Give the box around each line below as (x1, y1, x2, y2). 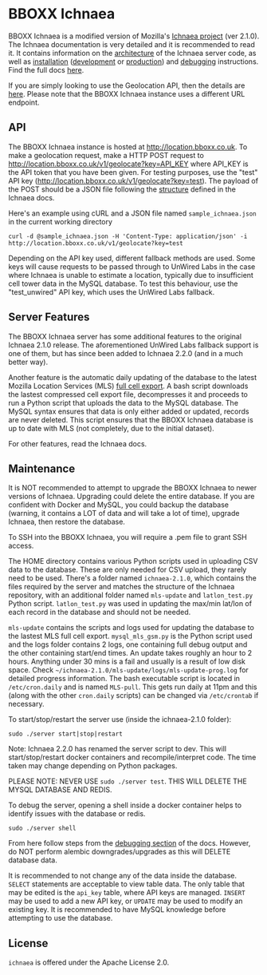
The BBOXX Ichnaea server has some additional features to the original (8, 331, 241, 341)
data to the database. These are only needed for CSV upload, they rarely (8, 565, 247, 575)
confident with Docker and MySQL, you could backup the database (8, 500, 230, 509)
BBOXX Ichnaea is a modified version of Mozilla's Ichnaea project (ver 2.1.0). (8, 31, 260, 41)
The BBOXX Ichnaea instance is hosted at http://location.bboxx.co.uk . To (8, 141, 248, 152)
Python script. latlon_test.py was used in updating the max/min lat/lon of (8, 599, 253, 608)
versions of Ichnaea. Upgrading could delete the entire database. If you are (8, 492, 255, 501)
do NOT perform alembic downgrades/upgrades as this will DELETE (8, 847, 231, 857)
